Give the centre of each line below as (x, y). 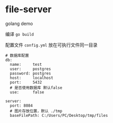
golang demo (19, 23)
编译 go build (20, 34)
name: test (26, 64)
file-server (29, 9)
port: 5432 (26, 82)
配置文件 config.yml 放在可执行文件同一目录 (51, 45)
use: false (27, 92)
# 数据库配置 (17, 55)
